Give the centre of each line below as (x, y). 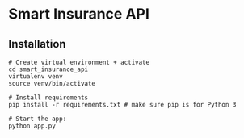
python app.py (32, 126)
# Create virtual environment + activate (79, 62)
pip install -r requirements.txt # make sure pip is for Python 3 (122, 105)
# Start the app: (38, 119)
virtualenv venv (36, 77)
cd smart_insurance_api (48, 69)
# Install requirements (48, 98)
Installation (37, 44)
